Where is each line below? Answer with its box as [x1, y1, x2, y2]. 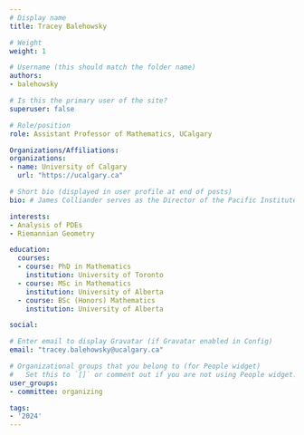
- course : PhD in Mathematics [17, 262, 131, 272]
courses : [17, 254, 51, 263]
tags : [9, 403, 30, 412]
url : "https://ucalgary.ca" [17, 171, 124, 180]
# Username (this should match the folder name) [9, 63, 196, 72]
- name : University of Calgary [9, 162, 128, 172]
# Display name [9, 13, 67, 23]
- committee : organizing [9, 387, 103, 396]
